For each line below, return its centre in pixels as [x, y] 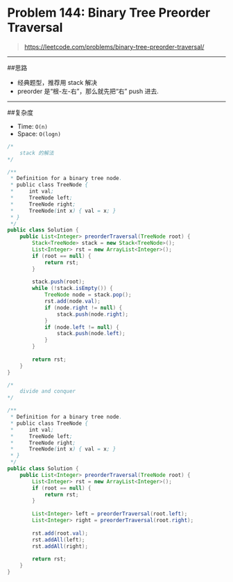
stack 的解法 [37, 153]
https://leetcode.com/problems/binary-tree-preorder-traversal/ [114, 47]
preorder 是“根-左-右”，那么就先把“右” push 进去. [88, 91]
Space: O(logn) [39, 134]
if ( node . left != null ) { [81, 327]
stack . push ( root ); [59, 282]
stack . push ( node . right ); [93, 314]
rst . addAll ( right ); [60, 546]
